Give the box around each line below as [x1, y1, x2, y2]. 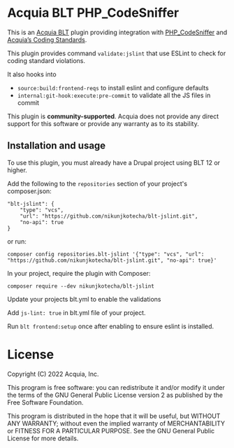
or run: [7, 237, 27, 246]
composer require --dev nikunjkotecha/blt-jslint [7, 282, 155, 290]
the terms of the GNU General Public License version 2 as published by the [7, 391, 224, 399]
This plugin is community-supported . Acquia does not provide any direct [7, 112, 219, 120]
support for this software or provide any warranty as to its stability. [7, 119, 199, 127]
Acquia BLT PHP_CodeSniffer [7, 5, 180, 21]
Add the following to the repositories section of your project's [7, 179, 187, 188]
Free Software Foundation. [7, 398, 84, 407]
